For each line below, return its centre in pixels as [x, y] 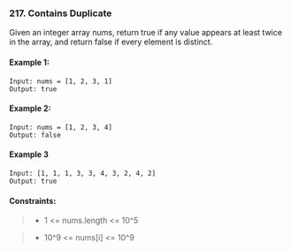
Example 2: [30, 108]
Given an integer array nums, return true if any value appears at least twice [146, 33]
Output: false [35, 135]
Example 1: [30, 62]
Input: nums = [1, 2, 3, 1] [61, 81]
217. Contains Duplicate [61, 13]
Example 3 [29, 154]
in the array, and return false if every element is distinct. [111, 42]
